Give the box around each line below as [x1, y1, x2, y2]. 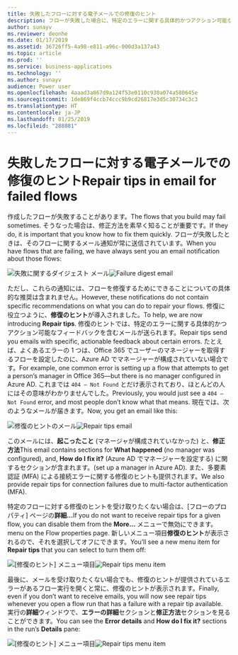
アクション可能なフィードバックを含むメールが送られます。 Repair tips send [7, 329, 228, 337]
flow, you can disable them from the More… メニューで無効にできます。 [7, 520, 217, 528]
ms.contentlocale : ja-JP [7, 109, 81, 116]
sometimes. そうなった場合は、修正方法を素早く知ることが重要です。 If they [7, 221, 229, 230]
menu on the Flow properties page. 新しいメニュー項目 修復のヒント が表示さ [7, 529, 229, 537]
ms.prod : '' [7, 57, 42, 64]
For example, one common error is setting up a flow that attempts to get [18, 364, 229, 372]
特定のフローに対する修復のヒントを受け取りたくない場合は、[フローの [7, 502, 215, 511]
